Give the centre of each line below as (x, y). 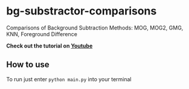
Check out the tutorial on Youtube (50, 46)
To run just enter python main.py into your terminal (69, 79)
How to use (28, 65)
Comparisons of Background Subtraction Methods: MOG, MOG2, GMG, (95, 28)
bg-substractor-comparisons (82, 11)
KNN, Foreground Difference (42, 34)
